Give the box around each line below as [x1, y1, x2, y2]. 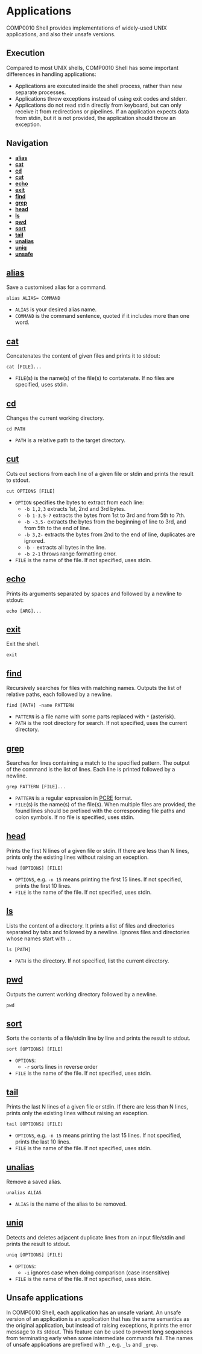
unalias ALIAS [6, 1189, 42, 1195]
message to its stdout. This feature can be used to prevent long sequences [6, 1328, 193, 1335]
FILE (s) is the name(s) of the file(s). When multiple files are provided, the [14, 801, 196, 808]
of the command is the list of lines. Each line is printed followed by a [6, 766, 175, 773]
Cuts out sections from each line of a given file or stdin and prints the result [6, 470, 194, 477]
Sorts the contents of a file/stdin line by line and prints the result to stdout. [6, 1034, 191, 1042]
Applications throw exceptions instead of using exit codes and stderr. [14, 95, 188, 102]
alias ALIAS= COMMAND [6, 296, 61, 302]
